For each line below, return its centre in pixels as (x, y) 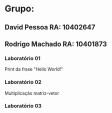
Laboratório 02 (23, 82)
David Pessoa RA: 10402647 (50, 27)
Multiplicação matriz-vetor (32, 93)
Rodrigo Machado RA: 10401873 (56, 44)
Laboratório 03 (23, 106)
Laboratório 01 (23, 58)
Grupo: (19, 9)
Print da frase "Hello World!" (34, 69)
